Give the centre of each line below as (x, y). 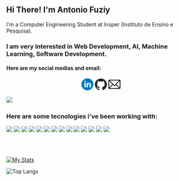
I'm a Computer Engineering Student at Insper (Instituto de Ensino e (90, 24)
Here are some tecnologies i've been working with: (82, 116)
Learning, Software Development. (56, 54)
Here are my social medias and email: (54, 68)
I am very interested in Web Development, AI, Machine (87, 46)
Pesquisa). (20, 31)
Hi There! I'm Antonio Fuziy (58, 10)
